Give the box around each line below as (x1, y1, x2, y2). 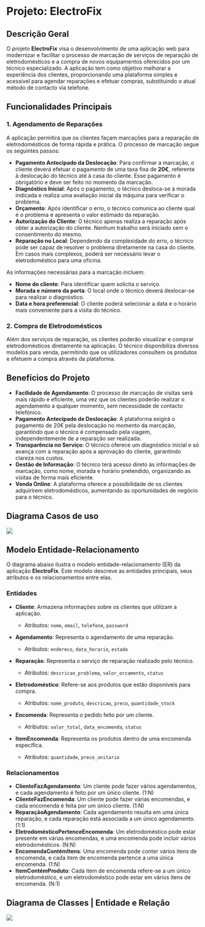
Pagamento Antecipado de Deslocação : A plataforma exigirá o (15, 415, 176, 422)
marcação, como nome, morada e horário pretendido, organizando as (15, 467, 191, 474)
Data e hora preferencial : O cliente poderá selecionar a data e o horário (15, 300, 197, 307)
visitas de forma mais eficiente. (15, 474, 95, 481)
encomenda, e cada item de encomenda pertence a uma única (15, 854, 174, 861)
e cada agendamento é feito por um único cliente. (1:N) (15, 789, 154, 796)
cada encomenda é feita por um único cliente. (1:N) (15, 802, 145, 809)
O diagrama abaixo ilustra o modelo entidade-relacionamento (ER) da (6, 561, 181, 568)
